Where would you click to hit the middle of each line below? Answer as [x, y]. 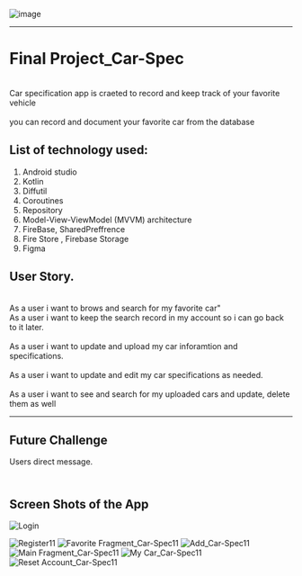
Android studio [50, 172]
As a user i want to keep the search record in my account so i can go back [147, 317]
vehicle [22, 103]
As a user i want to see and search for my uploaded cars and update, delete [150, 394]
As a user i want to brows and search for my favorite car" [115, 308]
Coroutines [43, 200]
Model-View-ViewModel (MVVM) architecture [107, 220]
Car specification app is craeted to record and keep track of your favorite [145, 93]
